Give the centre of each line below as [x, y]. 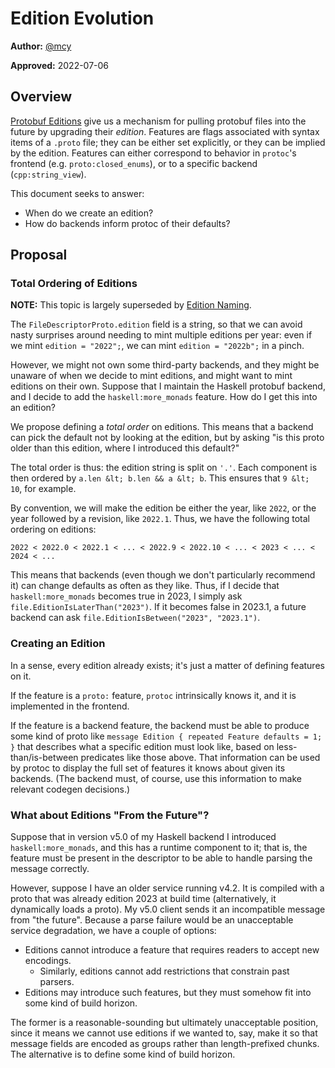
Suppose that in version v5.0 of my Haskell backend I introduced [143, 837]
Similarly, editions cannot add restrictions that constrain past [164, 971]
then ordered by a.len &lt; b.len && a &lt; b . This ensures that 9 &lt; [160, 478]
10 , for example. [43, 489]
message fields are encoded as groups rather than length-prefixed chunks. [165, 1044]
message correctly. [50, 869]
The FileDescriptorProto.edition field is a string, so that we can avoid [156, 324]
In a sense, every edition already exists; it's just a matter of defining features [167, 665]
